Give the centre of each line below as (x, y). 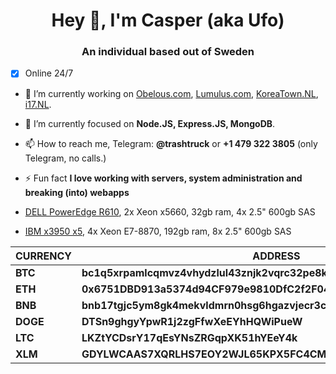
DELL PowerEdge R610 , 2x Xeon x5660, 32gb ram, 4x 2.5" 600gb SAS (170, 211)
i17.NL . (38, 104)
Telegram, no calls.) (65, 158)
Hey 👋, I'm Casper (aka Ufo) (168, 20)
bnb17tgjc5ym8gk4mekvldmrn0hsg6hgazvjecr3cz (207, 305)
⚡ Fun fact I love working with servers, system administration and (163, 178)
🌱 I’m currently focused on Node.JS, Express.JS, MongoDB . (150, 123)
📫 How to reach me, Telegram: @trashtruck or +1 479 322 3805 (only (171, 143)
